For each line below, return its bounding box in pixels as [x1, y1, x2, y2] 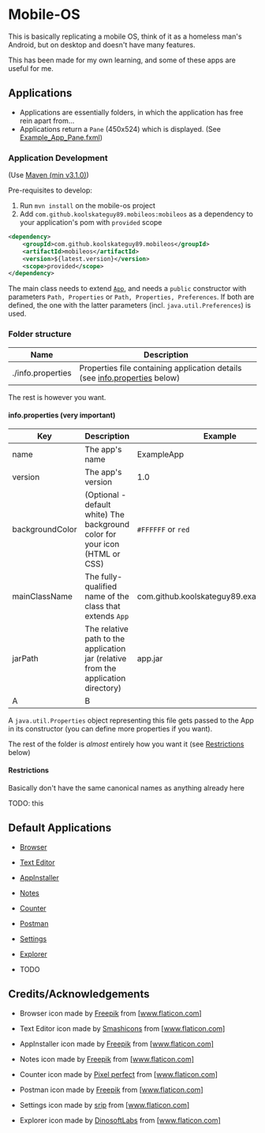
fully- [101, 570, 123, 581]
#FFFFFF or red [136, 523, 190, 534]
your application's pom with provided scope [19, 218, 162, 227]
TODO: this [8, 798, 44, 808]
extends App [84, 610, 129, 621]
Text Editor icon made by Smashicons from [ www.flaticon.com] [19, 1023, 226, 1033]
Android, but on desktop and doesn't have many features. [8, 39, 196, 49]
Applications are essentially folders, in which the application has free [19, 107, 244, 117]
